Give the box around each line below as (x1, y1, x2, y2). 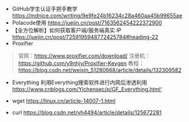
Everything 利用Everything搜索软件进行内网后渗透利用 (12, 79, 147, 86)
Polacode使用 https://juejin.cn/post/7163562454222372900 (12, 19, 162, 26)
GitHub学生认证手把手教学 (12, 5, 78, 12)
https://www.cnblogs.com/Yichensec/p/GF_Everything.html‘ (12, 86, 162, 93)
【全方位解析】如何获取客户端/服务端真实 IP (12, 26, 122, 34)
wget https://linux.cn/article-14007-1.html (12, 97, 116, 104)
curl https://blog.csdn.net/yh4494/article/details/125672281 (12, 109, 162, 116)
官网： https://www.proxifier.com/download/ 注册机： (18, 52, 151, 59)
